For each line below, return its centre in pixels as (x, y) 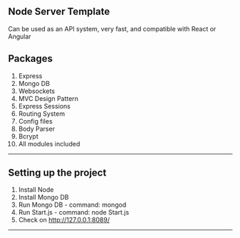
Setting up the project (57, 173)
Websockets (37, 91)
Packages (30, 59)
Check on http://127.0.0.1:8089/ (64, 220)
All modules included (49, 144)
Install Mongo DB (43, 198)
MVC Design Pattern (48, 98)
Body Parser (37, 129)
